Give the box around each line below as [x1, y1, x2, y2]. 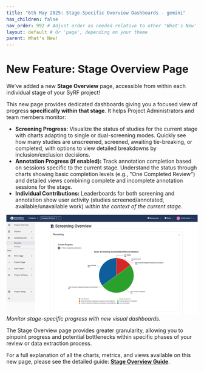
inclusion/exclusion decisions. [15, 151, 90, 158]
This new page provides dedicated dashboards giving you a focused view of [6, 101, 198, 108]
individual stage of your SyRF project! [6, 89, 100, 97]
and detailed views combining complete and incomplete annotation [15, 177, 183, 185]
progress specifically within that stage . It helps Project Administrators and [6, 107, 194, 115]
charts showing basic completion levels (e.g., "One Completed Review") [15, 171, 195, 178]
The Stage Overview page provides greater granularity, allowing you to [6, 327, 183, 334]
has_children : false [6, 16, 59, 22]
